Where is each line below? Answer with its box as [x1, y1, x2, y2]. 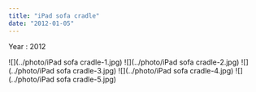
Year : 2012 [8, 41, 46, 51]
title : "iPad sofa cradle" [8, 11, 100, 20]
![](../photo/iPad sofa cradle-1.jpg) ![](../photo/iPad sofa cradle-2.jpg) [8, 57, 240, 67]
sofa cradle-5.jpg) [56, 74, 116, 84]
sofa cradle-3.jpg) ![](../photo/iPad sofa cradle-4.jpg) [56, 65, 234, 75]
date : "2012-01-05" [8, 19, 75, 27]
